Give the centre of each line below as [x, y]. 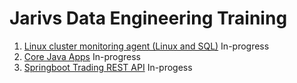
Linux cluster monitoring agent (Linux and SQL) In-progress [146, 46]
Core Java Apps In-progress [82, 56]
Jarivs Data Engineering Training [148, 18]
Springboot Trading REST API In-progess [108, 67]
